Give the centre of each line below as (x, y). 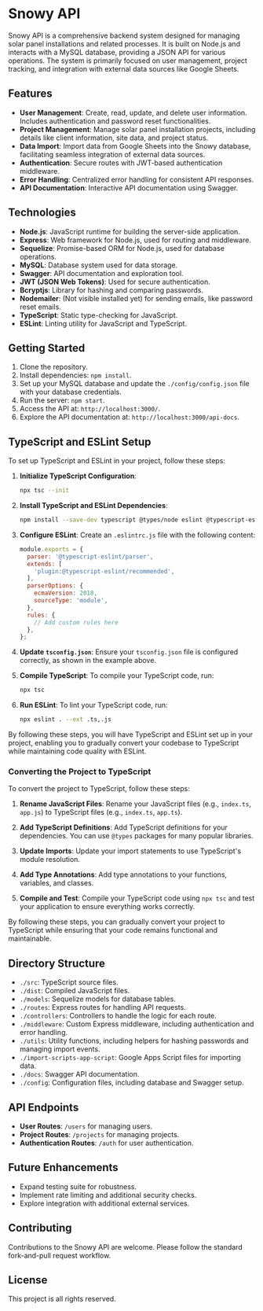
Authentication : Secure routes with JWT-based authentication (121, 163)
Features (30, 94)
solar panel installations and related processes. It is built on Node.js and (124, 43)
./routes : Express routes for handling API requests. (102, 1007)
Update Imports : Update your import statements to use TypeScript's (130, 851)
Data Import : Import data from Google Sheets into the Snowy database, (135, 145)
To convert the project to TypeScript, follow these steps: (99, 789)
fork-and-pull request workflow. (60, 1255)
